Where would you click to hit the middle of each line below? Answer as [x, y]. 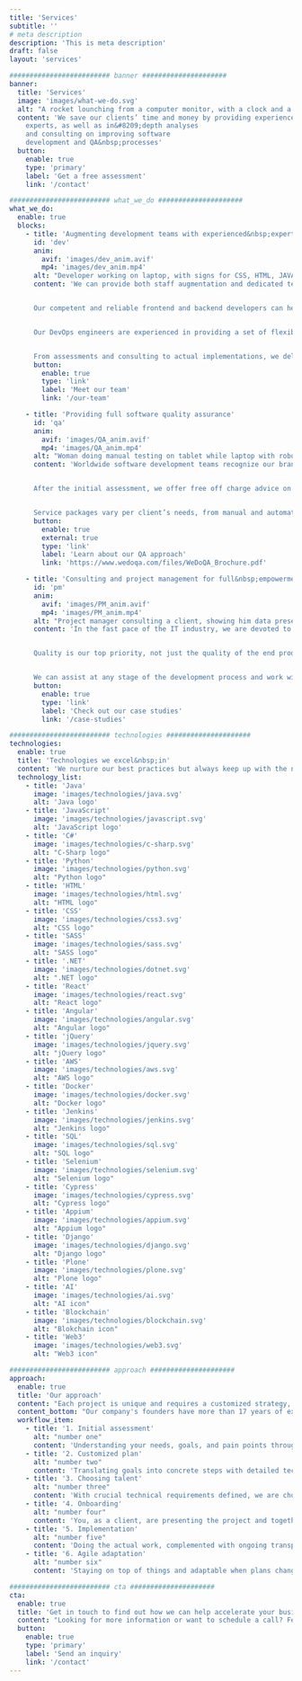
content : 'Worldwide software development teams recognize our [154, 465]
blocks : [32, 226]
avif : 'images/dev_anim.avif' [98, 259]
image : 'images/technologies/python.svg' [112, 869]
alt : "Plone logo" [67, 1279]
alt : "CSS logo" [63, 928]
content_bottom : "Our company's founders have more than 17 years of [150, 1412]
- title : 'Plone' [58, 1262]
